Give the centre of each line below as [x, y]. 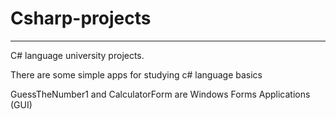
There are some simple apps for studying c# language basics [136, 74]
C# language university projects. [77, 55]
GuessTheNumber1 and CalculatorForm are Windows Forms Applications [160, 94]
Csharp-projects [81, 18]
